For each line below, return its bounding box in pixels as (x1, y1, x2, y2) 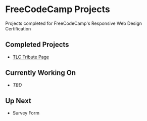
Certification (5, 25, 31, 31)
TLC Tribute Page (12, 54, 50, 60)
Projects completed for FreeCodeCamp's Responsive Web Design (5, 20, 142, 26)
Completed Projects (5, 41, 69, 49)
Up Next (5, 96, 31, 105)
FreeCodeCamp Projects (5, 4, 110, 15)
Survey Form (12, 110, 39, 116)
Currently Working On (5, 68, 76, 77)
